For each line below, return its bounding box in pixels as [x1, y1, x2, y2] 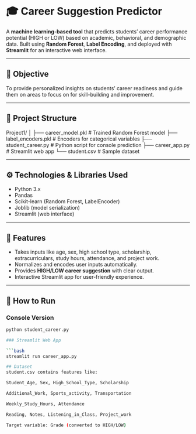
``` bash [6, 348, 25, 354]
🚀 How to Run [6, 296, 56, 306]
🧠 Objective [6, 69, 49, 79]
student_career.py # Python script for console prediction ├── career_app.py [6, 141, 190, 148]
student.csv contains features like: [6, 370, 98, 375]
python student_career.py [6, 326, 69, 333]
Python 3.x [14, 186, 41, 193]
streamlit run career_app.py [6, 353, 77, 359]
